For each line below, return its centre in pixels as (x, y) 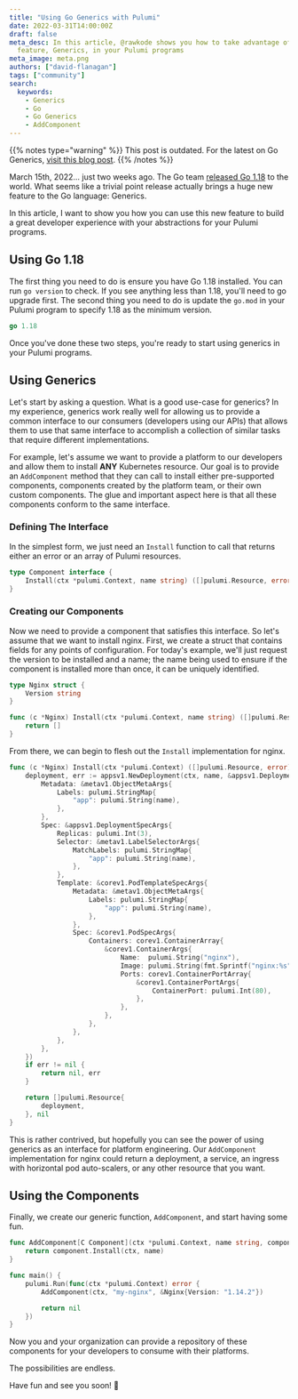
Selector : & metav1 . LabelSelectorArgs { (128, 841)
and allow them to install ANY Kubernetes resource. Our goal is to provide (144, 466)
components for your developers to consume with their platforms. (129, 1351)
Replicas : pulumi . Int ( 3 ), (104, 833)
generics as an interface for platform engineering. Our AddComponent (133, 1149)
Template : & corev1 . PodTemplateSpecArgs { (132, 883)
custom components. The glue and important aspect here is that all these (143, 494)
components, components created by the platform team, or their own (135, 485)
